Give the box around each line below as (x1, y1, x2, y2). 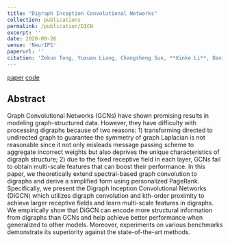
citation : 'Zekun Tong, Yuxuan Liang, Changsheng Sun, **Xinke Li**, (7, 55, 210, 62)
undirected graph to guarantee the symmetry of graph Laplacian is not (7, 133, 205, 141)
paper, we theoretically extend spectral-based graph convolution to (7, 169, 197, 178)
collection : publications (7, 16, 81, 23)
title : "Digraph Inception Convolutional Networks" (7, 10, 157, 17)
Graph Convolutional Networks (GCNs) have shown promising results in (7, 111, 209, 120)
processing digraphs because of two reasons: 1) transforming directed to (7, 126, 214, 134)
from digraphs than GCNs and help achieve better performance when (7, 213, 203, 221)
